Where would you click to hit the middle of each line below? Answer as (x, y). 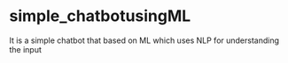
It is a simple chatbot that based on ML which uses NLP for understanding (144, 40)
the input (26, 49)
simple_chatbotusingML (100, 16)
